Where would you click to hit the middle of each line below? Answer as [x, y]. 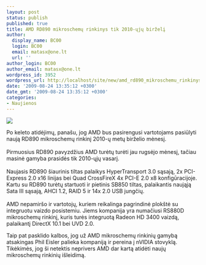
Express [17, 178]
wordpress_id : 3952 [31, 75]
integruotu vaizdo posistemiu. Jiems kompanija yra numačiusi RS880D [95, 210]
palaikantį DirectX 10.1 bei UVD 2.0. [51, 223]
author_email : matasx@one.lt [44, 69]
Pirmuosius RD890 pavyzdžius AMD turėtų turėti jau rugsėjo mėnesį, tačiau [101, 152]
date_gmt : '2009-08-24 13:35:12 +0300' [57, 92]
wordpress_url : [26, 80]
